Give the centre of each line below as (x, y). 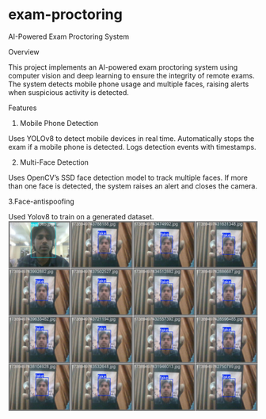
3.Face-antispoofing (42, 201)
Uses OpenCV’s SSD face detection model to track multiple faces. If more (128, 177)
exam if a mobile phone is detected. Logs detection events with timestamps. (132, 147)
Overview (24, 51)
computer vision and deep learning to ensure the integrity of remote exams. (131, 75)
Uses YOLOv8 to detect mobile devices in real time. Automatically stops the (131, 138)
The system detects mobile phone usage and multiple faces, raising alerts (129, 84)
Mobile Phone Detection (59, 123)
